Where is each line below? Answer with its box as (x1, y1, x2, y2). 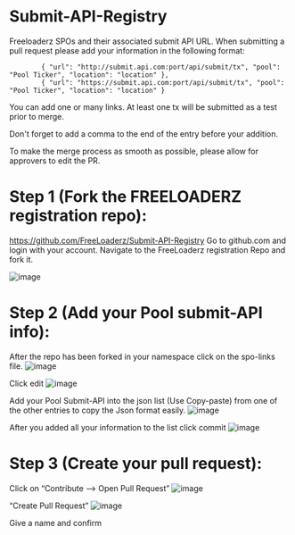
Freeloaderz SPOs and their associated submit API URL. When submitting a (9, 36, 285, 46)
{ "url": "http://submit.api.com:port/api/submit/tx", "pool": (41, 63, 281, 71)
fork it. (9, 254, 34, 264)
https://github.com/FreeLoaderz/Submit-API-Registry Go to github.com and (9, 235, 287, 246)
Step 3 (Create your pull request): (9, 454, 263, 473)
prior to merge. (9, 111, 64, 121)
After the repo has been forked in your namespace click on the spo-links (9, 351, 276, 362)
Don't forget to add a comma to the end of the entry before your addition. (9, 128, 279, 139)
